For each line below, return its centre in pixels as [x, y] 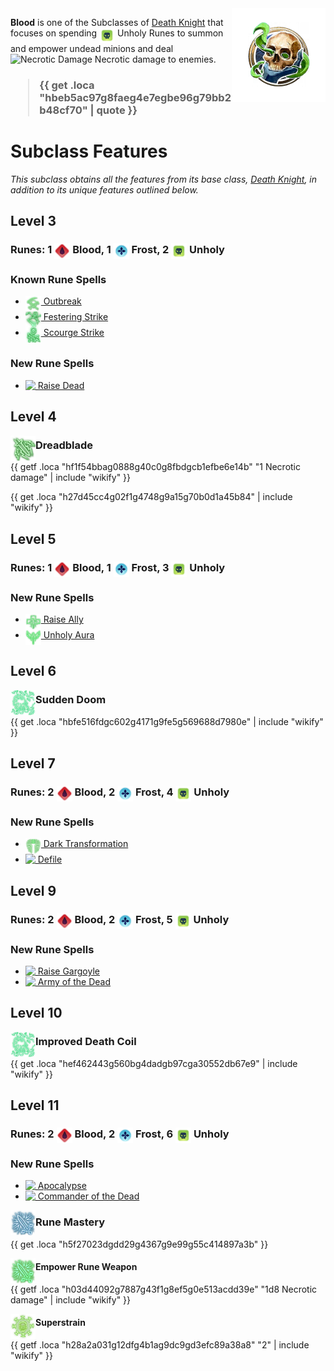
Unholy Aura [69, 635]
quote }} [117, 110]
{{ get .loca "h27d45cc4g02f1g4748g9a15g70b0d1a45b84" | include [151, 497]
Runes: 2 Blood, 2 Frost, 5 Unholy [120, 919]
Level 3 [33, 221]
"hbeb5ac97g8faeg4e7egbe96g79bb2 [135, 97]
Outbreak [62, 301]
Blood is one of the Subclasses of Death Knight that [117, 22]
